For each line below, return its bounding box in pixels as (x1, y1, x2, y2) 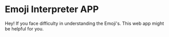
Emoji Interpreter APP (5, 4, 99, 15)
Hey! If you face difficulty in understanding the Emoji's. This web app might (5, 20, 164, 26)
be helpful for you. (5, 25, 44, 31)
